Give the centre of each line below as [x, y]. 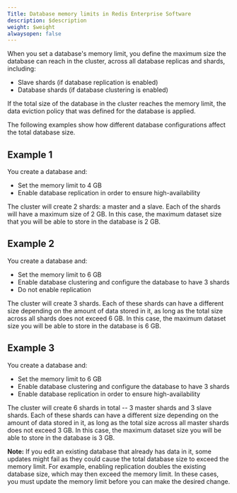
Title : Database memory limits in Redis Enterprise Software [99, 14]
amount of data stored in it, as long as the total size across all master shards [118, 422]
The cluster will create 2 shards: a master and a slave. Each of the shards [114, 207]
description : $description [47, 21]
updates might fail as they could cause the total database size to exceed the [118, 459]
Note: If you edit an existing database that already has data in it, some [110, 451]
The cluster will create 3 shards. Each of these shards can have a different [116, 303]
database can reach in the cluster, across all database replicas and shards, [116, 62]
